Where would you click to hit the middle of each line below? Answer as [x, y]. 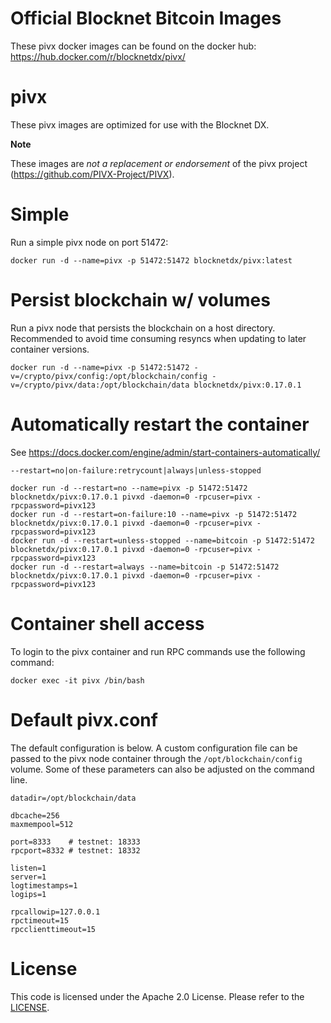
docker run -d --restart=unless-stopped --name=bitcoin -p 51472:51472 [162, 540]
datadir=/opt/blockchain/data [73, 798]
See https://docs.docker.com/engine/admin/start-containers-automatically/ [165, 452]
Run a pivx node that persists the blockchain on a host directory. [143, 328]
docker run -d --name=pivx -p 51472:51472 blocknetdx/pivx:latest [151, 260]
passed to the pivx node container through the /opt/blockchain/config [156, 758]
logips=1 [28, 894]
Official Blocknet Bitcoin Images [146, 18]
